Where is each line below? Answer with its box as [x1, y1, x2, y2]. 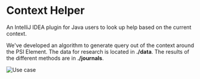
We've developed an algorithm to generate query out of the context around [6, 42, 195, 49]
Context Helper [6, 4, 85, 17]
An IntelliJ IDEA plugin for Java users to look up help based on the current [6, 24, 191, 31]
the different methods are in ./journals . [6, 54, 105, 62]
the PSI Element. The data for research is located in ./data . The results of [6, 48, 190, 55]
